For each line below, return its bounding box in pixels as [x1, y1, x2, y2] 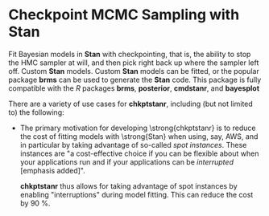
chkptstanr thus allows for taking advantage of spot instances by [19, 181, 238, 190]
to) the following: [8, 107, 64, 117]
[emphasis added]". [19, 165, 86, 175]
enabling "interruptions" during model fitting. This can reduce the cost [19, 190, 254, 199]
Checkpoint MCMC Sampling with [8, 6, 240, 24]
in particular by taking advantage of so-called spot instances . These [19, 140, 247, 149]
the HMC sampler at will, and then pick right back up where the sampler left [8, 58, 259, 67]
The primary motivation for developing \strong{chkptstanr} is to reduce [19, 123, 256, 132]
